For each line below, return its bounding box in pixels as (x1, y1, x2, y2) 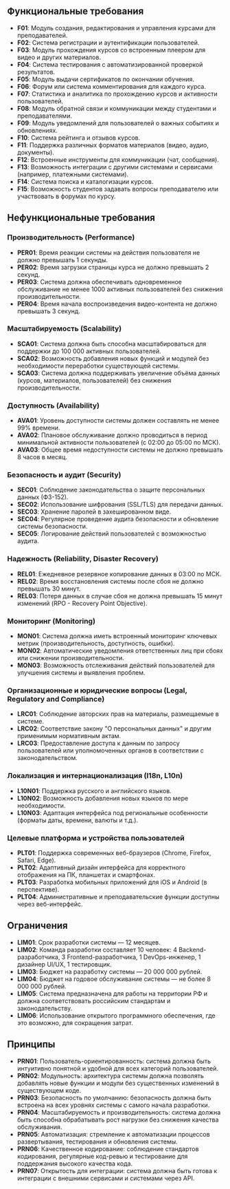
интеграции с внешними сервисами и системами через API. (16, 1174, 195, 1182)
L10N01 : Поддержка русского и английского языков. (16, 786, 172, 795)
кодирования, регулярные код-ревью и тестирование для (16, 1152, 188, 1160)
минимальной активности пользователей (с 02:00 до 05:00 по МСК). (16, 439, 221, 447)
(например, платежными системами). (16, 170, 129, 178)
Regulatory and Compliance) (7, 694, 105, 704)
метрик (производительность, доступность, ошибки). (16, 639, 175, 647)
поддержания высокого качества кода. (16, 1159, 133, 1168)
